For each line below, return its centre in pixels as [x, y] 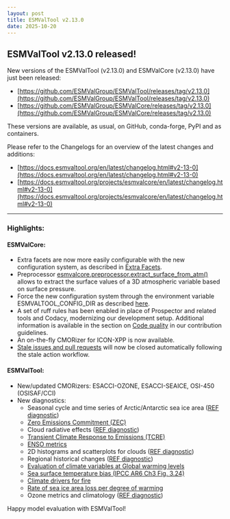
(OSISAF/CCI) [36, 393]
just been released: [34, 78]
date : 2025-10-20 [32, 26]
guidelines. [33, 333]
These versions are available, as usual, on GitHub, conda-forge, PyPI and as [114, 126]
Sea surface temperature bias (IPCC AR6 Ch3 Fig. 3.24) [106, 473]
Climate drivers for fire [59, 481]
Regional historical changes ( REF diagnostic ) [90, 459]
